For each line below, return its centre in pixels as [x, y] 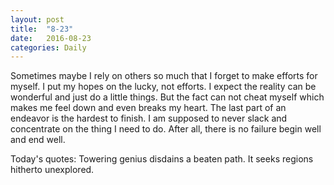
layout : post [37, 19]
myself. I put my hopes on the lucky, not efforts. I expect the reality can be [163, 87]
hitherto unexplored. [52, 170]
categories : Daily [48, 47]
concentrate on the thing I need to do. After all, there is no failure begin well [166, 129]
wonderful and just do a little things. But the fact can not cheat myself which [167, 97]
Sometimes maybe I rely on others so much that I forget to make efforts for [164, 76]
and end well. [38, 140]
